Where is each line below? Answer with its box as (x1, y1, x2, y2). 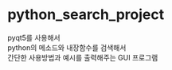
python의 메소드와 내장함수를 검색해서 (7, 42, 127, 52)
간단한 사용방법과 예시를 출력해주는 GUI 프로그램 (7, 52, 158, 62)
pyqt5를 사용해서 (7, 33, 61, 42)
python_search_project (7, 6, 165, 24)
